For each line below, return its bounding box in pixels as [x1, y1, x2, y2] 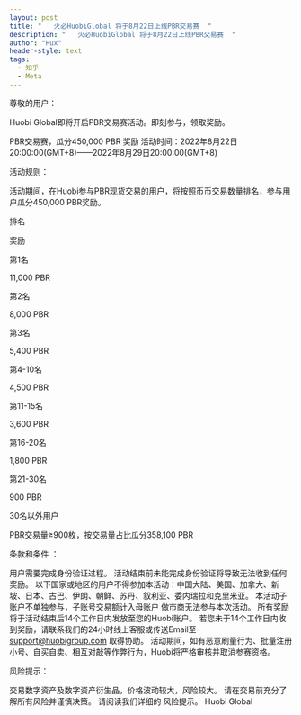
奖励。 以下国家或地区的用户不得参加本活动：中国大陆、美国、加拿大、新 [9, 578, 279, 590]
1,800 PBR [9, 455, 48, 466]
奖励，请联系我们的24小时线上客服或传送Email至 [16, 623, 197, 635]
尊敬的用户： [9, 97, 57, 108]
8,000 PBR [9, 308, 49, 320]
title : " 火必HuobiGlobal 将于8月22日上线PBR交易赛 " [9, 22, 212, 31]
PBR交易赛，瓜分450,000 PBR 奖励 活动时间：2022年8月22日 [9, 136, 238, 147]
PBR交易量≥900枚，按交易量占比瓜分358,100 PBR [9, 529, 194, 540]
